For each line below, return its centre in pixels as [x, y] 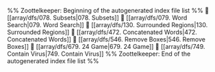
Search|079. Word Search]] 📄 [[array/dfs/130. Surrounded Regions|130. [107, 25]
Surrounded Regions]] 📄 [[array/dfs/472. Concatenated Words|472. [102, 32]
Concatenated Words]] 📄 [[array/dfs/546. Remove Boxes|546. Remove [106, 39]
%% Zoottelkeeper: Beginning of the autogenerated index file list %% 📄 [108, 11]
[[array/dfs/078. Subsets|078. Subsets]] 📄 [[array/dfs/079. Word [97, 18]
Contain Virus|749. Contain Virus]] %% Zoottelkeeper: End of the [99, 54]
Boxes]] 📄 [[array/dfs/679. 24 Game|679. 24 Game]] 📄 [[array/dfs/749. [106, 47]
